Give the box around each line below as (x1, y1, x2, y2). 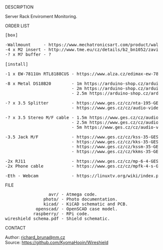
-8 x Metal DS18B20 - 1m (5, 81, 82, 86)
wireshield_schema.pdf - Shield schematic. (5, 216, 110, 221)
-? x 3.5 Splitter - (5, 100, 74, 106)
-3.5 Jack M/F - (5, 134, 74, 140)
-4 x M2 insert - (5, 47, 46, 52)
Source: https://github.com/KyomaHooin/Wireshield (5, 240, 109, 245)
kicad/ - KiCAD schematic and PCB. (43, 201, 128, 207)
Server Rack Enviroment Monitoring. (5, 14, 78, 19)
